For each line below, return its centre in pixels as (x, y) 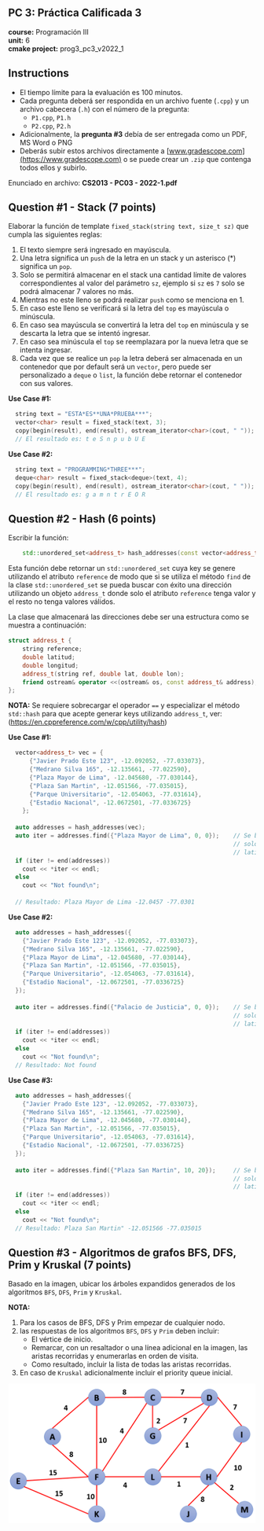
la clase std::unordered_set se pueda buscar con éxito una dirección (120, 585)
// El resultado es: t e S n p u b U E (81, 440)
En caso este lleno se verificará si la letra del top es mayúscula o (124, 308)
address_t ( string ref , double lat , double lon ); (103, 674)
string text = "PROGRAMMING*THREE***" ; (81, 469)
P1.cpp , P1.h (51, 117)
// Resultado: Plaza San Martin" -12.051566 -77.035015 (108, 1228)
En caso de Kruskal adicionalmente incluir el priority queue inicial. (126, 1373)
